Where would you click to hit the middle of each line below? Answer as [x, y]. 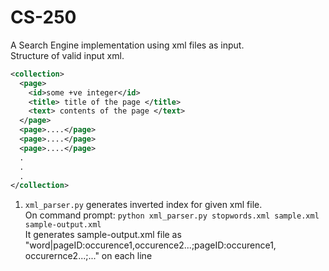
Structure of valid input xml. [67, 55]
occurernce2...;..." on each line [88, 256]
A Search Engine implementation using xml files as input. [127, 45]
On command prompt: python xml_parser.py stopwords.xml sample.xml [172, 215]
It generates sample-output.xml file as [103, 235]
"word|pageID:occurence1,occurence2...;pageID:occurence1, [150, 245]
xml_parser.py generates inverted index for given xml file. [143, 205]
